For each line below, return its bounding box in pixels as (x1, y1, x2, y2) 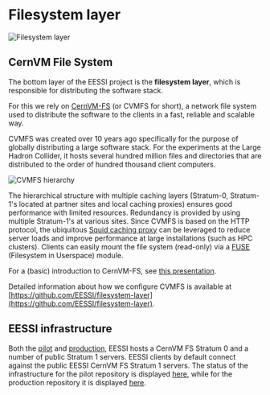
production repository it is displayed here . (8, 377, 147, 387)
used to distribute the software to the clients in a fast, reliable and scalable (8, 109, 256, 119)
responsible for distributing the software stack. (8, 85, 163, 95)
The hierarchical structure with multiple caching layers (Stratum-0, (8, 191, 229, 200)
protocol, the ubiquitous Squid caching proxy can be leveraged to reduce (8, 224, 251, 234)
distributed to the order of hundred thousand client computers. (8, 159, 216, 169)
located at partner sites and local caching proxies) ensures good (18, 199, 233, 208)
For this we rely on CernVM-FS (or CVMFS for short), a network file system (8, 101, 257, 110)
